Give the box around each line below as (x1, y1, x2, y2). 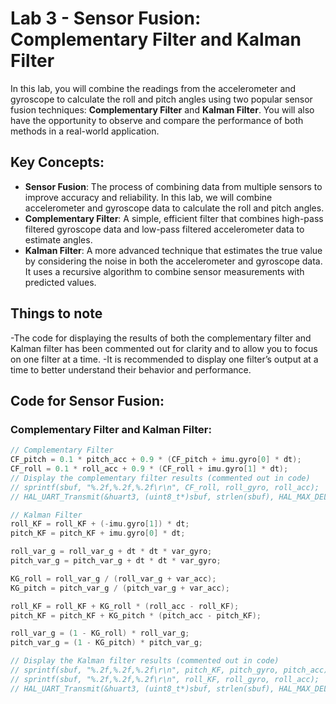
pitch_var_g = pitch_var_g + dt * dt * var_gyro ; (10, 556, 222, 566)
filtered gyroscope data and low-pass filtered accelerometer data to (24, 223, 305, 235)
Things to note (10, 305, 103, 322)
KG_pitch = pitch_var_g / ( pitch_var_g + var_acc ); (10, 583, 230, 593)
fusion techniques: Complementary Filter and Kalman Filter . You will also (10, 103, 315, 116)
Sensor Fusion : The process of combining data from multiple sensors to (24, 180, 323, 192)
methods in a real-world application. (10, 125, 160, 137)
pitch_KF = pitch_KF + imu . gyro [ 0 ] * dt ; (10, 528, 186, 539)
